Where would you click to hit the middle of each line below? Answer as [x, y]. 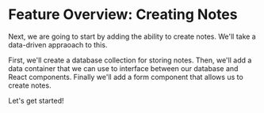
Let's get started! [36, 100]
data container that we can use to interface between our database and [123, 68]
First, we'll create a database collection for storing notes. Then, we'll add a [130, 60]
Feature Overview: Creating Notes [123, 15]
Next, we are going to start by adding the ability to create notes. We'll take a [132, 36]
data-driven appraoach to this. [58, 44]
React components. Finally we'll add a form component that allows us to [126, 77]
